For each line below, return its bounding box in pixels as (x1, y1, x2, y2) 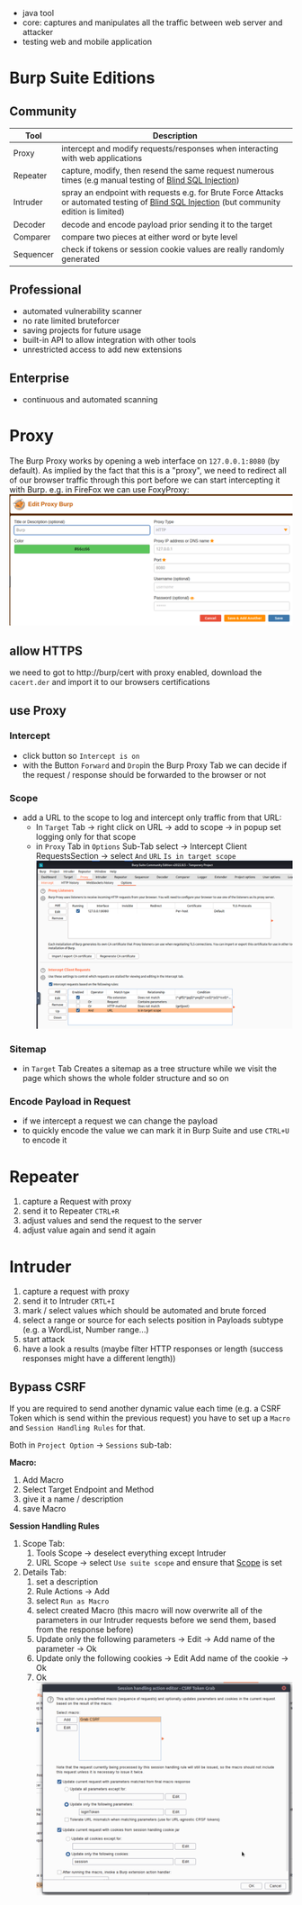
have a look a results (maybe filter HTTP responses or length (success (22, 1343, 284, 1354)
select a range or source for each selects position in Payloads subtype (22, 1314, 284, 1326)
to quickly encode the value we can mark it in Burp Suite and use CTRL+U (22, 1125, 289, 1136)
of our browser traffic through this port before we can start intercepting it (9, 474, 280, 485)
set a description (35, 1576, 99, 1587)
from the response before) (35, 1624, 134, 1635)
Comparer (13, 231, 51, 242)
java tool (22, 8, 55, 18)
